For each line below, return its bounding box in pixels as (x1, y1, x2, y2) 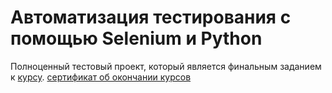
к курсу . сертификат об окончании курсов (10, 71, 192, 83)
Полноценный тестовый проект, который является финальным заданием (10, 60, 322, 72)
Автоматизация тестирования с (10, 6, 292, 29)
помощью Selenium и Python (10, 27, 263, 50)
